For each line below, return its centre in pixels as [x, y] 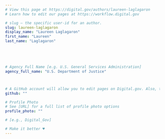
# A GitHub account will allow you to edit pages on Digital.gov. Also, [81, 89]
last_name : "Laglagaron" [30, 41]
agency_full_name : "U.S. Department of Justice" [56, 71]
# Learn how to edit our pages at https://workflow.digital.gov [72, 14]
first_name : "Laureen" [28, 37]
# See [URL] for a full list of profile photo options [62, 107]
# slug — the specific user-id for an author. [54, 23]
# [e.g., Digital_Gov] [28, 120]
